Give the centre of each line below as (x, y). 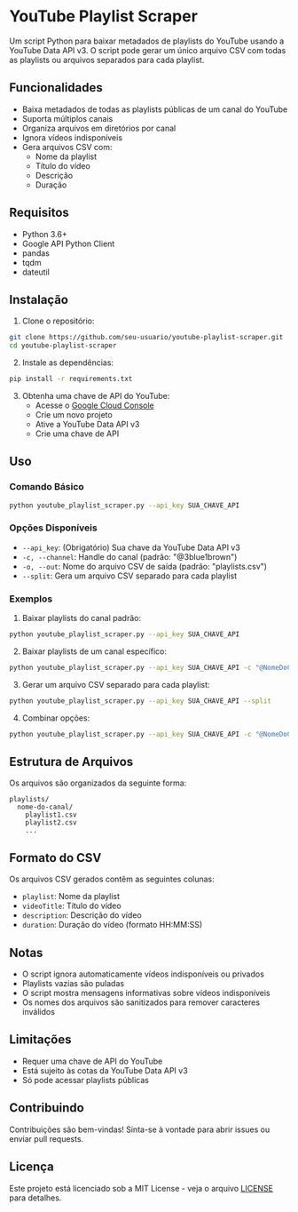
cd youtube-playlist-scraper (63, 346)
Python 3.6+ (45, 234)
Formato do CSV (55, 858)
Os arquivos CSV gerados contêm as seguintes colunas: (112, 879)
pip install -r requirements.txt (71, 379)
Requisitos (39, 213)
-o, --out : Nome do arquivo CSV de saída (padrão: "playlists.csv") (145, 566)
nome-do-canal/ (45, 807)
